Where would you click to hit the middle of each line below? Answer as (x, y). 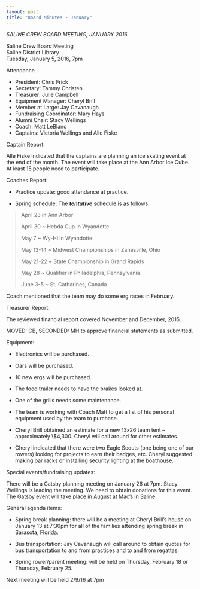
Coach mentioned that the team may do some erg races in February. (90, 296)
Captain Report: (25, 144)
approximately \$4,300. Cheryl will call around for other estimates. (96, 436)
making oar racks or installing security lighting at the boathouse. (94, 460)
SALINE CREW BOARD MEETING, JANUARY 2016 (67, 34)
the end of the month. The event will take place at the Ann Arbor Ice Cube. (98, 162)
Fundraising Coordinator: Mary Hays (60, 114)
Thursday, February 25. (44, 568)
